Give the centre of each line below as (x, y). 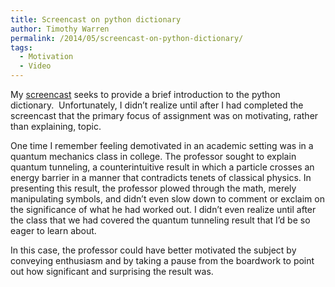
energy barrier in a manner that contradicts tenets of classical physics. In (161, 177)
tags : (21, 47)
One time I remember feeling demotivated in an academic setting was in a (162, 145)
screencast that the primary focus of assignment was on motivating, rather (164, 115)
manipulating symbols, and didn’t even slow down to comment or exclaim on (167, 199)
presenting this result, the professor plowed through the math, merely (153, 188)
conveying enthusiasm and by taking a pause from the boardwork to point (162, 260)
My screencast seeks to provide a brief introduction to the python (145, 94)
